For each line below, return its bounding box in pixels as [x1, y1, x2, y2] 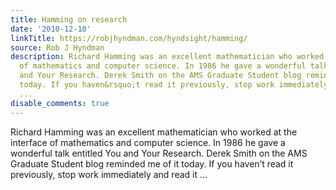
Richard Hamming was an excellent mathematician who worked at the [10, 126, 298, 138]
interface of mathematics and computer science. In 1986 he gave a [10, 136, 286, 148]
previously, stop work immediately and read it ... [10, 168, 208, 180]
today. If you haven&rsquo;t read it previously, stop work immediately [19, 80, 329, 90]
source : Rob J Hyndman [10, 42, 105, 53]
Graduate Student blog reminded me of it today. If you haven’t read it [10, 157, 294, 170]
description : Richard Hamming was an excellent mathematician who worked [10, 52, 325, 62]
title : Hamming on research [10, 14, 128, 25]
